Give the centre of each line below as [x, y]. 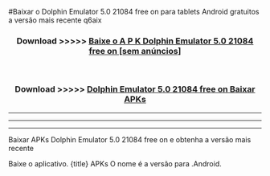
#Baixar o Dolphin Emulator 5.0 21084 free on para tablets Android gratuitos [134, 12]
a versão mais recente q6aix [55, 20]
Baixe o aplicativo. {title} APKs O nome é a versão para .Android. [115, 163]
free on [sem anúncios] [135, 51]
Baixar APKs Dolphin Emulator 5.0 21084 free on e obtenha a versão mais [130, 139]
